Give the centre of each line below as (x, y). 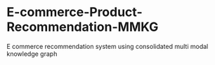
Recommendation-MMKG (83, 27)
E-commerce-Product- (74, 12)
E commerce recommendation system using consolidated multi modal (107, 46)
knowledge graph (32, 54)
